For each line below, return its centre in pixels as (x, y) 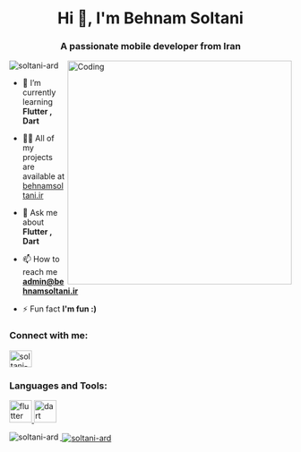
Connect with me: (49, 336)
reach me (40, 272)
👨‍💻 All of (39, 139)
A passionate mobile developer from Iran (150, 47)
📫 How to (41, 260)
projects (38, 158)
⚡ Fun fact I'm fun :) (59, 309)
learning (38, 102)
